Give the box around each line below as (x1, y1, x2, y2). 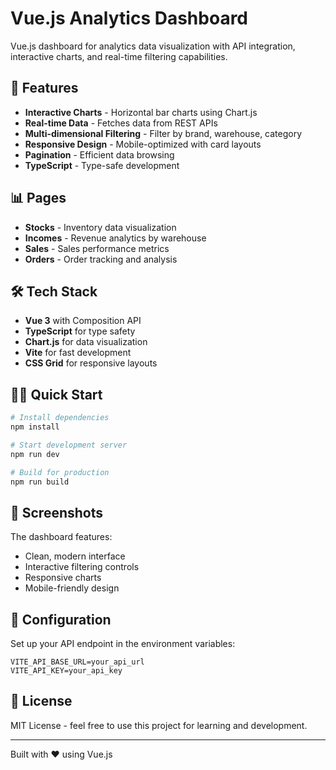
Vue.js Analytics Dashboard (10, 7, 249, 30)
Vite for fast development (24, 347, 132, 359)
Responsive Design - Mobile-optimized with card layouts (24, 138, 262, 150)
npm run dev (10, 449, 60, 459)
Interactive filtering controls (24, 561, 140, 573)
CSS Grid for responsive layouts (24, 357, 158, 369)
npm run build (10, 477, 70, 487)
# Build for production (10, 467, 110, 477)
